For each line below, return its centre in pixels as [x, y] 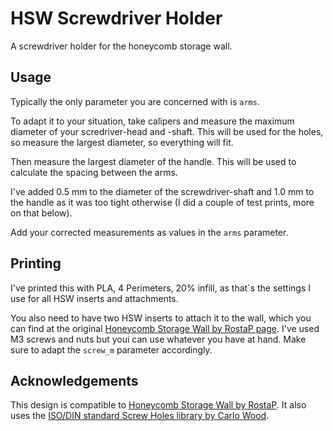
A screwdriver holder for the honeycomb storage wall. [121, 46]
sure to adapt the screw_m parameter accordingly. [111, 349]
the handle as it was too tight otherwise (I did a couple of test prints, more [162, 202]
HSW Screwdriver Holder [116, 18]
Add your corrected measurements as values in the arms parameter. [149, 232]
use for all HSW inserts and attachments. [94, 298]
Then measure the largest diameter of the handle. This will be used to [153, 161]
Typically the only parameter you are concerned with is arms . [135, 101]
